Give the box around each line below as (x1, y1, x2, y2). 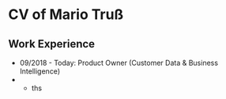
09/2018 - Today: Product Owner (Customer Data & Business (19, 58, 219, 67)
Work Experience (8, 37, 96, 51)
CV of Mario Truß (8, 6, 124, 24)
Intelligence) (19, 67, 61, 76)
